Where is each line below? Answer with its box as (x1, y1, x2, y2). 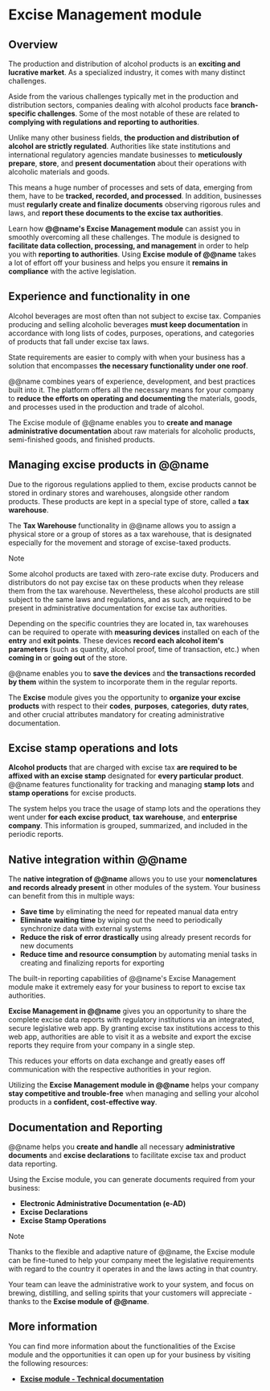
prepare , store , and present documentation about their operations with (8, 158, 247, 168)
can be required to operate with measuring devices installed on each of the (8, 627, 260, 637)
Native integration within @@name (8, 852, 187, 866)
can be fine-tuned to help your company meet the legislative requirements (8, 1256, 255, 1266)
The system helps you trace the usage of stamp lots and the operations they (8, 804, 261, 814)
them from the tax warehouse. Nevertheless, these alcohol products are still (8, 585, 260, 596)
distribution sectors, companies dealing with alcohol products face (8, 101, 229, 109)
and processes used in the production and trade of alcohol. (8, 402, 205, 412)
